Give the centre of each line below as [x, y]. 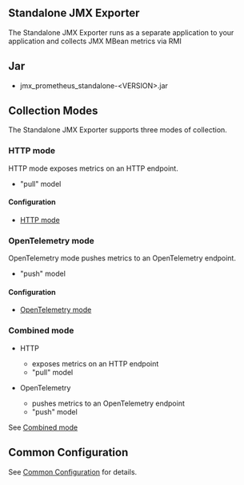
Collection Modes [53, 111]
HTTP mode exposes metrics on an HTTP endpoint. [93, 168]
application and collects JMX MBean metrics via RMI [95, 41]
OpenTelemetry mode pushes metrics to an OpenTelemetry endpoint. [122, 258]
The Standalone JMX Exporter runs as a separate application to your [121, 32]
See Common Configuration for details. [73, 471]
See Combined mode [43, 427]
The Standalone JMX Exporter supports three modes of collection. [118, 130]
